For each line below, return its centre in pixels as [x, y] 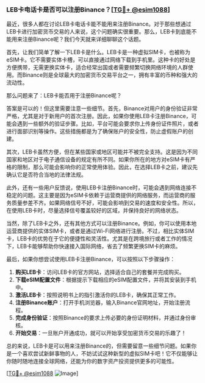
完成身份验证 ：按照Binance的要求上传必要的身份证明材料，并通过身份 [103, 318]
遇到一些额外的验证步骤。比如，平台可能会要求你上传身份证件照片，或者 [108, 124]
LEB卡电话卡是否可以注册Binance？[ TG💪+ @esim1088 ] [88, 9]
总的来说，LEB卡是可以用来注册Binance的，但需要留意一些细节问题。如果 [99, 346]
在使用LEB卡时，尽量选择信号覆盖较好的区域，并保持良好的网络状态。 [94, 211]
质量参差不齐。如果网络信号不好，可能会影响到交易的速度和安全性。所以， [105, 203]
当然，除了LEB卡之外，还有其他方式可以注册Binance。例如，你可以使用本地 [102, 223]
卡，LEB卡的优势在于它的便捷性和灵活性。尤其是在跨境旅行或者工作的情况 [99, 239]
